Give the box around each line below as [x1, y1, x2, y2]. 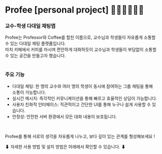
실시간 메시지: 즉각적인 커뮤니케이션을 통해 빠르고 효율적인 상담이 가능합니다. [12, 95, 158, 101]
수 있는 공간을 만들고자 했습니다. [5, 53, 66, 59]
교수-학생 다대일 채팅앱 [5, 23, 56, 30]
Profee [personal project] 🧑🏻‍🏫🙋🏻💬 [5, 4, 145, 16]
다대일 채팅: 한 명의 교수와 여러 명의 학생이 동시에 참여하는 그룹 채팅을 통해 [12, 83, 153, 89]
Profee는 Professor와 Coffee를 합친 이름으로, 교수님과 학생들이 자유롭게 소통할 [5, 34, 156, 40]
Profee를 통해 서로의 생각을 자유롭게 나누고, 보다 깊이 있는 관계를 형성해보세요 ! [5, 133, 155, 139]
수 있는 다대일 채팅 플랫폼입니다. [5, 41, 66, 47]
